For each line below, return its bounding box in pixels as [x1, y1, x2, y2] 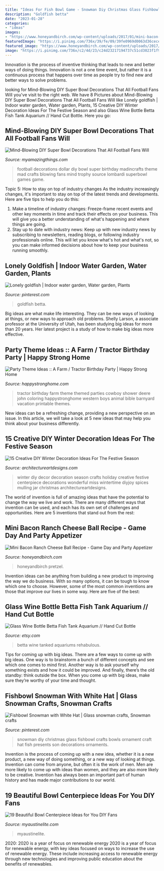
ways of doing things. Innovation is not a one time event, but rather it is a [5, 66, 151, 72]
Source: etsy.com [5, 632, 41, 638]
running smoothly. [12, 247, 49, 253]
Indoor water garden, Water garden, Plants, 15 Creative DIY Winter [5, 102, 138, 108]
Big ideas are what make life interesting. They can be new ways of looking [5, 311, 154, 317]
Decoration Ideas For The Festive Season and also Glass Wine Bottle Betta [5, 107, 155, 113]
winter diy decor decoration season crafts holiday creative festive [17, 474, 149, 480]
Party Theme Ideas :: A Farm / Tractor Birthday [5, 346, 150, 354]
